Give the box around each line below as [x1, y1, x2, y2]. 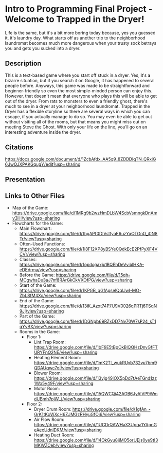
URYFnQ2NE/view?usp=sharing [34, 349, 98, 355]
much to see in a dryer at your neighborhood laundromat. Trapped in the [5, 103, 150, 109]
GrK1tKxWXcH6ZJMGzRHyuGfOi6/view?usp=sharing [34, 411, 141, 417]
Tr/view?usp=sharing [19, 236, 62, 242]
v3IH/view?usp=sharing [12, 215, 60, 221]
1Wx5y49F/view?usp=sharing [34, 380, 93, 386]
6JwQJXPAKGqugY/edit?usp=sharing [5, 161, 81, 167]
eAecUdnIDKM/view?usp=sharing [34, 427, 102, 433]
